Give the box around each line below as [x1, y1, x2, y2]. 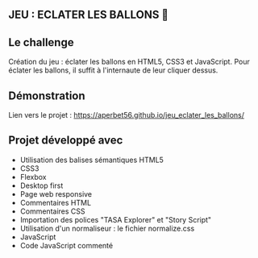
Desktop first [19, 181, 64, 190]
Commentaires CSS [19, 206, 85, 216]
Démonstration [8, 89, 86, 102]
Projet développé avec [8, 134, 123, 148]
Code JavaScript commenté [19, 240, 114, 250]
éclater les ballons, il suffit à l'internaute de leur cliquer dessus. [8, 65, 218, 75]
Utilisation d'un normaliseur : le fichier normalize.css [19, 223, 195, 233]
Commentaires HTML [19, 198, 91, 207]
